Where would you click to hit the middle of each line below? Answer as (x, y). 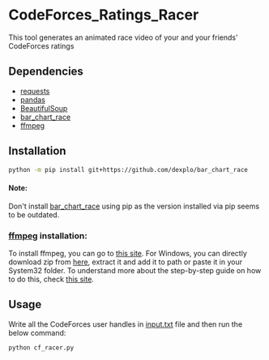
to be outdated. (34, 214)
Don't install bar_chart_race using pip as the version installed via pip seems (134, 206)
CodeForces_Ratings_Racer (104, 15)
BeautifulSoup (44, 108)
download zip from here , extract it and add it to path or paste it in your (126, 262)
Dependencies (46, 72)
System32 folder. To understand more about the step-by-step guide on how (135, 270)
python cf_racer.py (41, 347)
